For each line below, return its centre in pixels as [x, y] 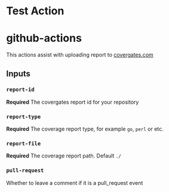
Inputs [19, 74]
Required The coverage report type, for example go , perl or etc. [85, 129]
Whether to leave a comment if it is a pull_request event [75, 182]
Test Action [35, 11]
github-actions [44, 38]
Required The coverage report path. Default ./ [64, 156]
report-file [24, 144]
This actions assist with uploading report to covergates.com [80, 55]
